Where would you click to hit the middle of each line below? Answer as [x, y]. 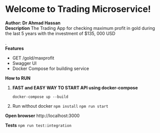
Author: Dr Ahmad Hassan [33, 23]
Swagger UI [24, 63]
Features [14, 48]
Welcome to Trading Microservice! [78, 9]
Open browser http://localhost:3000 [42, 116]
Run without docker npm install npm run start [60, 106]
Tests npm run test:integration [39, 125]
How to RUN [18, 78]
